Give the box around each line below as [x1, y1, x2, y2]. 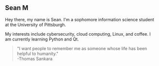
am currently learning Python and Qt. [5, 36, 79, 42]
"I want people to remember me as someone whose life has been [16, 45, 147, 51]
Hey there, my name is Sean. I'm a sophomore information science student [5, 16, 154, 22]
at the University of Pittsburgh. [5, 22, 66, 27]
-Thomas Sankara [16, 55, 53, 62]
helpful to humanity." [16, 51, 59, 56]
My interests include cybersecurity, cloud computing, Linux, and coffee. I [5, 31, 151, 37]
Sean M [5, 4, 29, 12]
